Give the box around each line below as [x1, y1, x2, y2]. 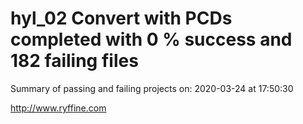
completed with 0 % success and [10, 28, 293, 51]
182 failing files [10, 50, 139, 72]
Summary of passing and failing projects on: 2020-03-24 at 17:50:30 [10, 82, 294, 94]
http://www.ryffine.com [10, 102, 107, 114]
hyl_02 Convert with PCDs [10, 7, 233, 30]
